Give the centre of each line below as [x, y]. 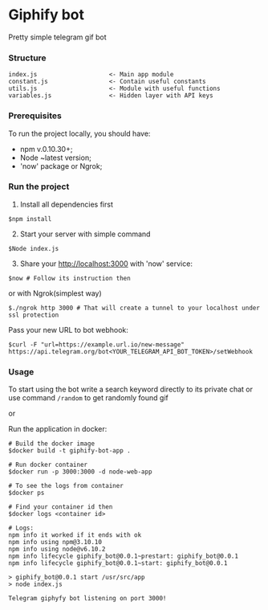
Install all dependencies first [67, 204]
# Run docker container [48, 465]
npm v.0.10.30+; [46, 149]
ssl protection [34, 315]
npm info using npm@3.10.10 [55, 542]
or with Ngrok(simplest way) [55, 293]
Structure [27, 58]
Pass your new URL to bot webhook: [68, 330]
